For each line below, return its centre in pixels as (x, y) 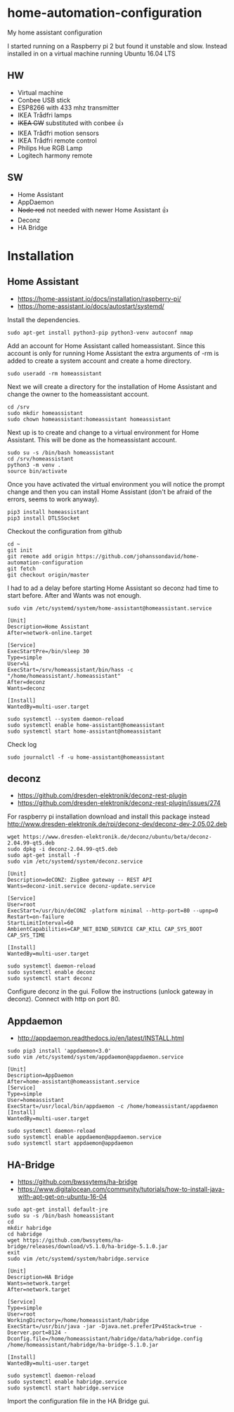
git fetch (22, 569)
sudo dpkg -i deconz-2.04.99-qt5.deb (63, 849)
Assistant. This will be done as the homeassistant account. (92, 439)
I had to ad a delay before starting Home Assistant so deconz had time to (113, 588)
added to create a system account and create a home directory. (99, 361)
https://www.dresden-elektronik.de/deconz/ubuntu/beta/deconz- (117, 837)
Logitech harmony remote (55, 155)
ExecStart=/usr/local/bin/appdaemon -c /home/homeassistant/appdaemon (113, 1106)
